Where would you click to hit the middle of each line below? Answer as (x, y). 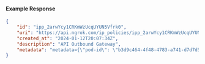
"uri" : (25, 33)
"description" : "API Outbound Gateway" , (69, 44)
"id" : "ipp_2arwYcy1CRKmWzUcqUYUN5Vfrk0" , (72, 27)
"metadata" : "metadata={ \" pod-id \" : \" (68, 50)
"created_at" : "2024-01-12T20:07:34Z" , (68, 38)
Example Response (31, 9)
